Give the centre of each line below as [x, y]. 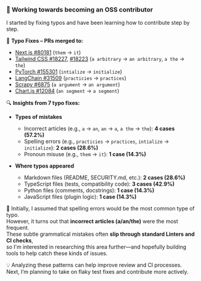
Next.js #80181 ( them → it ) [48, 52]
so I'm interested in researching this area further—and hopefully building [96, 247]
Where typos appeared [44, 166]
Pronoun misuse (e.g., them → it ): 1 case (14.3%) [85, 154]
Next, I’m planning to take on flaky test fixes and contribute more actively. [97, 272]
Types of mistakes [39, 117]
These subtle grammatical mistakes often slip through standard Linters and [100, 234]
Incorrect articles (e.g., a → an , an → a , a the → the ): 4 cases [99, 128]
